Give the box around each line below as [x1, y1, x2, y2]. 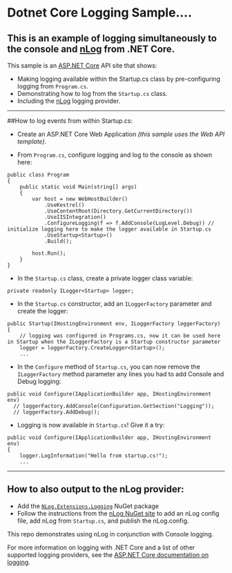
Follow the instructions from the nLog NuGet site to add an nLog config [17, 509, 220, 517]
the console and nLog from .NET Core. [7, 43, 175, 55]
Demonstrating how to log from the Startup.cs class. [17, 90, 168, 97]
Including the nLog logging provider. [17, 97, 121, 105]
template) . [17, 137, 47, 146]
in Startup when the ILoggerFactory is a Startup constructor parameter [7, 338, 221, 345]
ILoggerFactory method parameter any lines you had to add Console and [17, 370, 224, 378]
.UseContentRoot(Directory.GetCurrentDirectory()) [43, 208, 193, 215]
